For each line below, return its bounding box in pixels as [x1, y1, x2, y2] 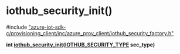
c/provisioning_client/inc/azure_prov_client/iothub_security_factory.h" [6, 29, 174, 36]
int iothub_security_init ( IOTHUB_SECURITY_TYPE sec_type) [6, 41, 155, 48]
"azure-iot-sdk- [28, 23, 66, 31]
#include [6, 23, 28, 31]
